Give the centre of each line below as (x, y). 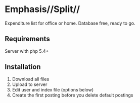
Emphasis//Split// (42, 9)
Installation (23, 67)
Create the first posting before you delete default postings (73, 95)
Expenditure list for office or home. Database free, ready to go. (70, 23)
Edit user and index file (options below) (53, 89)
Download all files (31, 79)
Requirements (27, 39)
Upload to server (30, 84)
